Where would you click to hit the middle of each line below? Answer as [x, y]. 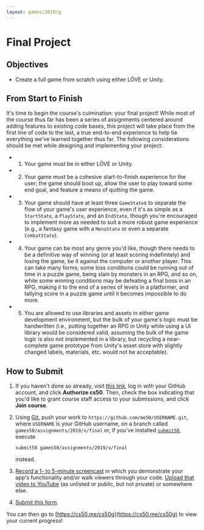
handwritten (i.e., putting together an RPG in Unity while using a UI [107, 326]
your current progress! [34, 521]
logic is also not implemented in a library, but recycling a [95, 339]
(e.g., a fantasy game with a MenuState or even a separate [96, 229]
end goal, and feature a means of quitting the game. [90, 190]
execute [25, 437]
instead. [25, 459]
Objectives [27, 65]
